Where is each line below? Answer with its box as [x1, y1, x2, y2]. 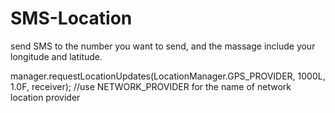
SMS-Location [10, 7, 133, 30]
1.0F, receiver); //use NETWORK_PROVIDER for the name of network [10, 80, 292, 92]
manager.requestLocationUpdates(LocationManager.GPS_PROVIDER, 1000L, [10, 70, 326, 82]
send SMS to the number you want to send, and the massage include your [10, 40, 316, 52]
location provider [10, 91, 81, 103]
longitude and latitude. [10, 50, 103, 62]
